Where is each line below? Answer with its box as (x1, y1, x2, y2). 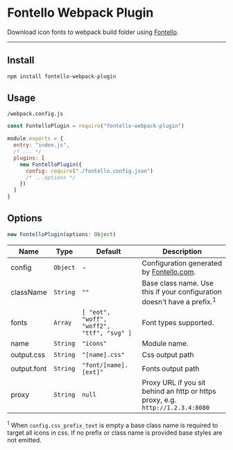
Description (162, 247, 202, 256)
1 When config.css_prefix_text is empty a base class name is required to (7, 420, 218, 429)
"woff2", (82, 322, 111, 331)
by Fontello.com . (141, 267, 196, 276)
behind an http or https (141, 387, 216, 397)
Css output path (141, 350, 194, 360)
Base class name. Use (141, 278, 214, 287)
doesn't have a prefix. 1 (141, 295, 216, 307)
